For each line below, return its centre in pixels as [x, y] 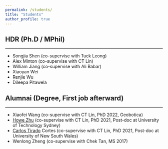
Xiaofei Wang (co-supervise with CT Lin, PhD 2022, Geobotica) [78, 115]
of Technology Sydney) [36, 125]
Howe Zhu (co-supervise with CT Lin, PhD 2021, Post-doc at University [85, 120]
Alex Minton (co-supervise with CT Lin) [53, 61]
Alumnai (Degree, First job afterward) [64, 98]
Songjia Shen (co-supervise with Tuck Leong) [59, 56]
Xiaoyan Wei [25, 72]
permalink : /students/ [29, 10]
